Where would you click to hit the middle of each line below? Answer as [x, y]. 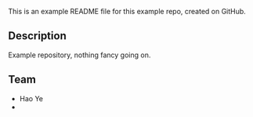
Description [37, 36]
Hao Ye [31, 98]
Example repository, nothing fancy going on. [80, 55]
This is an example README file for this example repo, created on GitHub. [127, 11]
